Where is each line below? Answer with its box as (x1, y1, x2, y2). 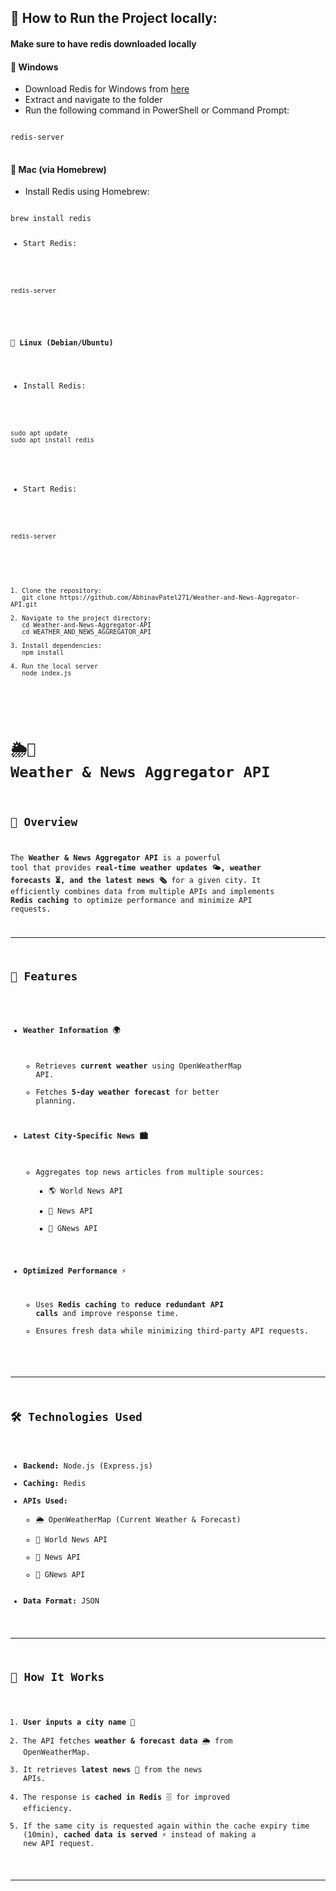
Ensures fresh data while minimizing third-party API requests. (35, 1326, 310, 1336)
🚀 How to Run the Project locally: (10, 10, 218, 27)
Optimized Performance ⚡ (23, 1266, 127, 1276)
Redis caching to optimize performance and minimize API (10, 896, 253, 906)
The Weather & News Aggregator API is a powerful (10, 853, 222, 863)
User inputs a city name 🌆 (23, 1717, 136, 1727)
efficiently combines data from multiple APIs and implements (10, 887, 275, 897)
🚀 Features (10, 969, 78, 983)
